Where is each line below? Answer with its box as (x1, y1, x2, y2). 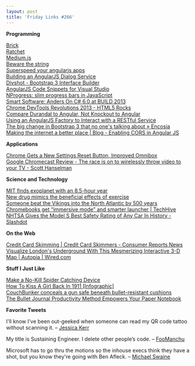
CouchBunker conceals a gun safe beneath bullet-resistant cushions (6, 288, 172, 296)
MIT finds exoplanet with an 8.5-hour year (6, 187, 108, 194)
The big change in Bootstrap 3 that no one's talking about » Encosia (6, 123, 170, 130)
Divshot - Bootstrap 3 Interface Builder (6, 79, 100, 86)
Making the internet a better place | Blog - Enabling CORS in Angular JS (6, 129, 179, 136)
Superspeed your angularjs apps (6, 66, 85, 73)
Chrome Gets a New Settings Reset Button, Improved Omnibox (6, 152, 157, 159)
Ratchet (6, 48, 25, 55)
